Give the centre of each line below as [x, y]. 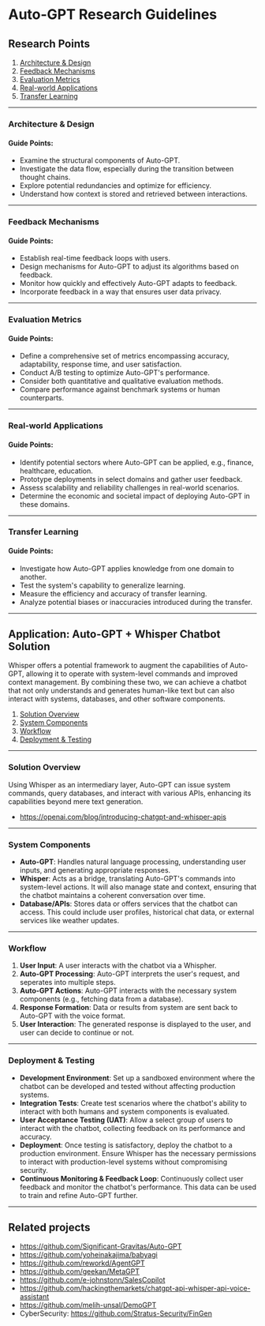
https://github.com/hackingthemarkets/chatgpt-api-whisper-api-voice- [135, 1288]
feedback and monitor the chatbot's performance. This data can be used [138, 1187]
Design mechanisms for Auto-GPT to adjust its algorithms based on [129, 267]
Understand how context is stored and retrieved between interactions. [134, 194]
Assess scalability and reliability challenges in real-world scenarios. [129, 487]
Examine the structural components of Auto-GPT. [100, 160]
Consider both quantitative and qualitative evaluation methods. [121, 381]
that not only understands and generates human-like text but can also [121, 691]
